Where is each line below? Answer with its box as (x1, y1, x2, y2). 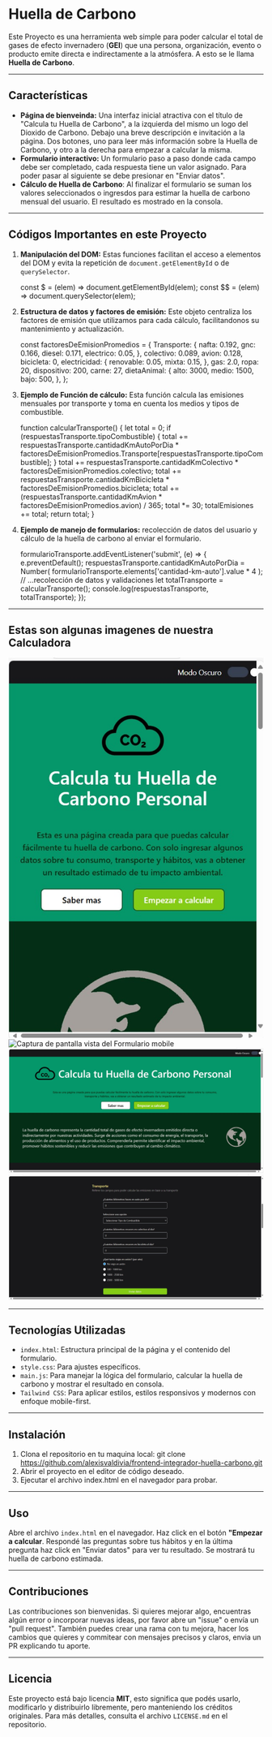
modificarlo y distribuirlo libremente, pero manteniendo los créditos (8, 1702, 233, 1712)
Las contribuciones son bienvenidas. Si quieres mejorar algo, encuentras (8, 1606, 252, 1616)
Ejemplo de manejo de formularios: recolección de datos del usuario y (19, 524, 257, 534)
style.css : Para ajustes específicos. (19, 1362, 141, 1372)
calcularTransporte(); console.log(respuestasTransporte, (19, 584, 209, 593)
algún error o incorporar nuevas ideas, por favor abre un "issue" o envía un (8, 1614, 259, 1624)
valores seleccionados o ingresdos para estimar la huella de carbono (19, 187, 251, 197)
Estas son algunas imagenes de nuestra (8, 623, 214, 637)
